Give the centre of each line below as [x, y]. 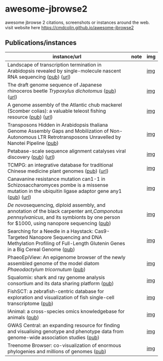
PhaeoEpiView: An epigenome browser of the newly [66, 257]
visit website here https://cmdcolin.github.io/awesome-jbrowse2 [70, 27]
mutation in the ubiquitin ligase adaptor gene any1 [65, 191]
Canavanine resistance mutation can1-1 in [57, 179]
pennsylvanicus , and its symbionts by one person [64, 217]
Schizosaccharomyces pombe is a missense [58, 185]
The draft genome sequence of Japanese [55, 85]
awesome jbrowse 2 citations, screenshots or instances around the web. [77, 22]
